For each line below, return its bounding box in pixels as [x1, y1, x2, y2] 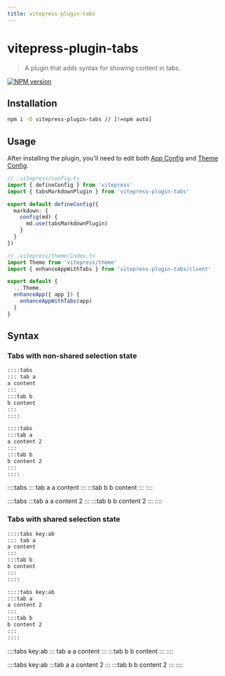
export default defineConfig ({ [7, 200, 99, 207]
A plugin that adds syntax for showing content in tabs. [24, 64, 181, 72]
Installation [7, 97, 57, 109]
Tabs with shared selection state [7, 514, 121, 524]
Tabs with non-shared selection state [7, 351, 137, 361]
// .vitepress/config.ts [7, 175, 80, 182]
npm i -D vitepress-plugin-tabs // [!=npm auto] [7, 116, 152, 123]
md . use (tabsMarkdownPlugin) [25, 220, 109, 228]
